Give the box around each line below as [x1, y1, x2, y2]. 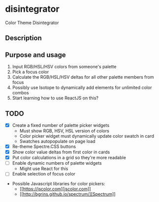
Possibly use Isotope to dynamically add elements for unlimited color [12, 85, 152, 90]
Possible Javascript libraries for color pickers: [12, 181, 105, 187]
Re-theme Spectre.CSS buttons [12, 144, 76, 149]
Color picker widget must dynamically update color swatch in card [19, 133, 154, 139]
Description [5, 34, 42, 42]
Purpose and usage [5, 51, 66, 59]
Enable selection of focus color [12, 171, 75, 177]
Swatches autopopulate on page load [19, 139, 95, 144]
